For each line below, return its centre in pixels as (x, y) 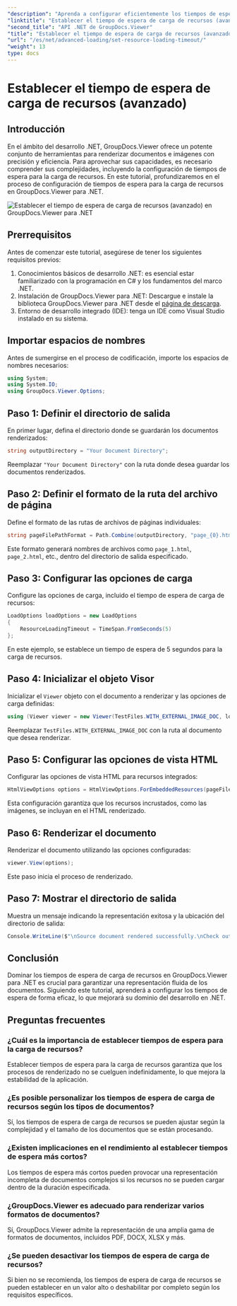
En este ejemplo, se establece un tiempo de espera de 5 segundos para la (115, 649)
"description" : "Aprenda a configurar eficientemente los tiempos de (112, 14)
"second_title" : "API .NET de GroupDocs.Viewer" (80, 27)
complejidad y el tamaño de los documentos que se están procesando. (110, 1130)
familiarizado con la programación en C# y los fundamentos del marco (120, 281)
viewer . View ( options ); (41, 863)
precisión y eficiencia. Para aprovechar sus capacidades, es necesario (110, 161)
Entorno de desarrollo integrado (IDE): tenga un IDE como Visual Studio (121, 311)
